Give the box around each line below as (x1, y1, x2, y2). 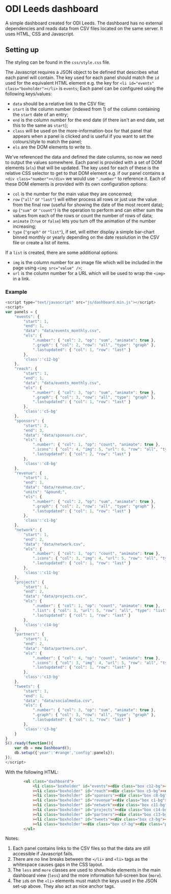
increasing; (12, 223, 37, 229)
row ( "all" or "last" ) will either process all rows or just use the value (12, 196, 157, 202)
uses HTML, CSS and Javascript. (5, 31, 75, 37)
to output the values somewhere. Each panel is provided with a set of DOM (5, 159, 162, 165)
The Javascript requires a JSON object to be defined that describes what (5, 69, 159, 75)
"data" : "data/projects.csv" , (23, 594, 88, 599)
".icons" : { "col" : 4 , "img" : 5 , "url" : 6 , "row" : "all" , (32, 447, 158, 452)
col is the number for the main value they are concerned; (12, 191, 133, 197)
